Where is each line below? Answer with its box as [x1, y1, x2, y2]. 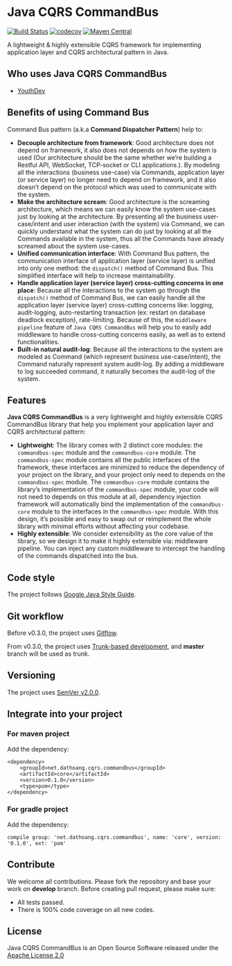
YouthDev [17, 86, 46, 94]
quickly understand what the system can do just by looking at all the [17, 227, 212, 235]
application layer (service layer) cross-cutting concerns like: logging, [17, 300, 214, 309]
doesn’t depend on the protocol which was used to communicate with [17, 183, 217, 191]
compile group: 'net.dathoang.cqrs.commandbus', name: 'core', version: [7, 833, 222, 840]
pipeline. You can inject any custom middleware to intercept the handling [17, 544, 225, 552]
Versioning [7, 670, 55, 681]
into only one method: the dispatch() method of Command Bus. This [17, 264, 214, 272]
